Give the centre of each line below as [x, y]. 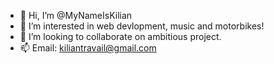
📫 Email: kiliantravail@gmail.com [88, 48]
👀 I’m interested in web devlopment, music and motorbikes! [142, 26]
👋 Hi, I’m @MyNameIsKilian [76, 15]
